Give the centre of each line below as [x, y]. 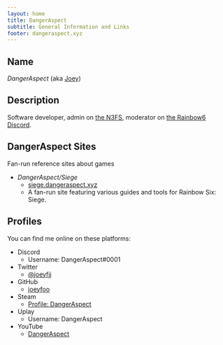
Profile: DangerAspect [60, 304]
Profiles [24, 221]
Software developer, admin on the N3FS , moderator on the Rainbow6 [107, 117]
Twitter [28, 267]
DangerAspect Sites [52, 147]
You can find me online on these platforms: [69, 238]
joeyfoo [39, 289]
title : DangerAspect [37, 20]
